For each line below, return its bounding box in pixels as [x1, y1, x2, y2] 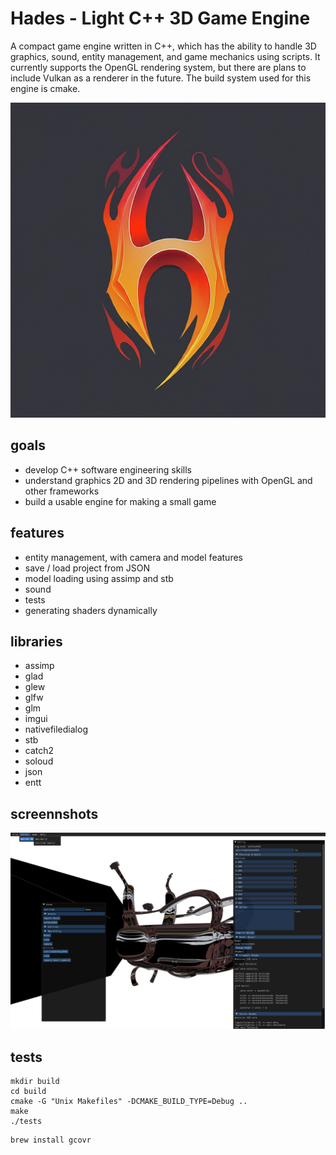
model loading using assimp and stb [24, 572, 174, 584]
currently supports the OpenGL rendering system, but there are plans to [10, 61, 307, 73]
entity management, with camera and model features [24, 551, 243, 563]
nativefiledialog [24, 723, 88, 736]
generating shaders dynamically [24, 604, 158, 616]
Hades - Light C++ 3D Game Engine [10, 7, 311, 30]
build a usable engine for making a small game [24, 495, 217, 507]
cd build [10, 1087, 47, 1097]
